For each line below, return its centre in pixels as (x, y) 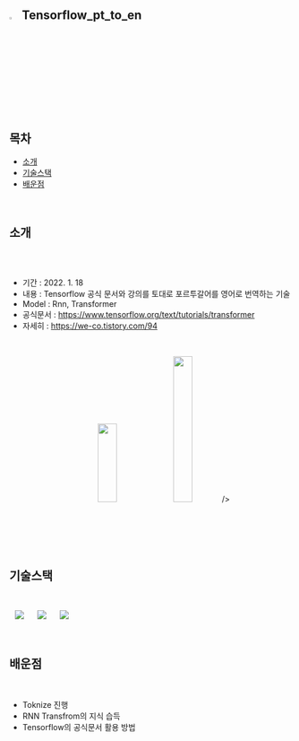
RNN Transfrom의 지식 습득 (71, 716)
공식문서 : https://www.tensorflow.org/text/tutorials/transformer (138, 315)
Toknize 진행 (45, 704)
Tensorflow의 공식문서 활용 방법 (79, 727)
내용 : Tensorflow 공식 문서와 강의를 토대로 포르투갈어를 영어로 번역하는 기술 (156, 294)
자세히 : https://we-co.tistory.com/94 (90, 326)
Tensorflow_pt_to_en (82, 16)
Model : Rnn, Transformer (69, 304)
